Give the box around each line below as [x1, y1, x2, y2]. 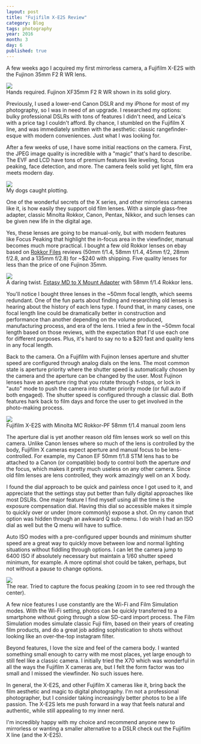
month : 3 [6, 37, 28, 43]
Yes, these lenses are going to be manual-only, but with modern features [6, 229, 186, 236]
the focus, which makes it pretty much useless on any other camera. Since [6, 465, 191, 472]
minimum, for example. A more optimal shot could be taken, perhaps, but [6, 558, 187, 566]
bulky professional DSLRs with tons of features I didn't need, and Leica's [6, 112, 186, 120]
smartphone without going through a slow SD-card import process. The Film [6, 613, 195, 620]
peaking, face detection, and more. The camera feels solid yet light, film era [6, 163, 193, 170]
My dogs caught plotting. [6, 187, 68, 194]
